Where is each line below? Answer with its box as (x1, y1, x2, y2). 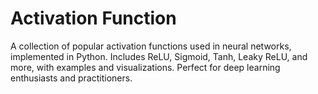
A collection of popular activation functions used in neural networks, (10, 40, 292, 52)
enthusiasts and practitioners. (10, 72, 133, 84)
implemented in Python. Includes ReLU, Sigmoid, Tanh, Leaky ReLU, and (10, 50, 308, 62)
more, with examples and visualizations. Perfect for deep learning (10, 61, 281, 73)
